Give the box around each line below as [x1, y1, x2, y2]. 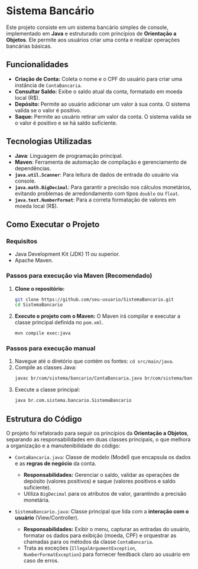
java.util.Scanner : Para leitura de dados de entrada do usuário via [14, 171, 178, 178]
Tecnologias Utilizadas [6, 136, 92, 147]
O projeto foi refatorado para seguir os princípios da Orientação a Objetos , [6, 430, 189, 437]
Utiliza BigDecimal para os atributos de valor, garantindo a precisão [23, 490, 187, 498]
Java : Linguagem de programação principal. [14, 152, 123, 159]
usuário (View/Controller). [14, 514, 79, 521]
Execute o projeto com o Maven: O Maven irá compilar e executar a [14, 313, 181, 320]
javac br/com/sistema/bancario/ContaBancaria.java [14, 375, 142, 382]
